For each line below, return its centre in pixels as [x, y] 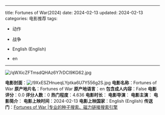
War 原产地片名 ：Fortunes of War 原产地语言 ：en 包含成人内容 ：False [76, 89]
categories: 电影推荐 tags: [31, 18]
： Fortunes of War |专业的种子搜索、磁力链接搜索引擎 [64, 107]
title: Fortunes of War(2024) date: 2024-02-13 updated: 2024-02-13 [74, 12]
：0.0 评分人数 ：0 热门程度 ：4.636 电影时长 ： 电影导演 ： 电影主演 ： [83, 95]
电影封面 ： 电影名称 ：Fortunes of [81, 83]
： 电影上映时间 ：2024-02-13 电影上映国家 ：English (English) [81, 101]
